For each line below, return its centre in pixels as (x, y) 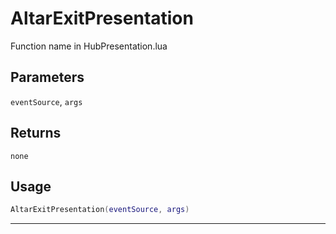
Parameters (47, 77)
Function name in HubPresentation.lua (89, 46)
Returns (36, 133)
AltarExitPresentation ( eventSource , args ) (100, 210)
